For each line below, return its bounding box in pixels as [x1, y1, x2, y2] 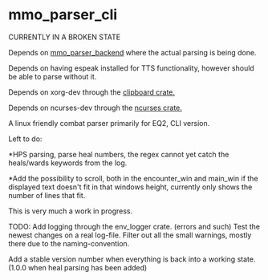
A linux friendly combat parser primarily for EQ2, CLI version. [8, 118, 210, 128]
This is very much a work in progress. [8, 206, 133, 216]
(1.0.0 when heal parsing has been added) [8, 262, 148, 272]
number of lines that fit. [8, 190, 86, 200]
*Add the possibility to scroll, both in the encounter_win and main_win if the [8, 173, 258, 183]
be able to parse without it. [8, 71, 97, 81]
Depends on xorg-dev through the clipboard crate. [8, 87, 175, 97]
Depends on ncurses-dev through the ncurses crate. [8, 103, 183, 112]
